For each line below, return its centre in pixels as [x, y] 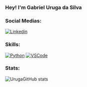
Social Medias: [23, 20]
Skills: [13, 45]
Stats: [12, 68]
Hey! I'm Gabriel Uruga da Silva [43, 7]
